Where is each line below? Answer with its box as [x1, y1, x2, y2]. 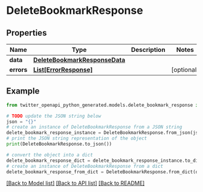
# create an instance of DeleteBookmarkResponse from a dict [6, 163, 164, 169]
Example [6, 86, 40, 97]
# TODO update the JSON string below [6, 113, 101, 119]
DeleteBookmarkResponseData [33, 56, 126, 64]
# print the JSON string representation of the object [6, 135, 147, 142]
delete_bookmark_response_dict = [6, 158, 91, 164]
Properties [6, 28, 47, 38]
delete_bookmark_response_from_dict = [6, 168, 104, 175]
